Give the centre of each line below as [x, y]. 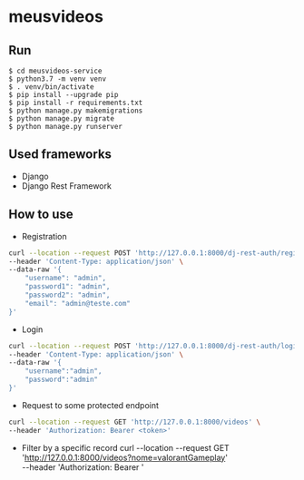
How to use [41, 215]
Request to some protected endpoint [90, 405]
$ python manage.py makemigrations [76, 111]
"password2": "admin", [68, 295]
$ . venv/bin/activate [51, 87]
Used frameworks [60, 155]
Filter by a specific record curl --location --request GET [126, 447]
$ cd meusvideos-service [55, 71]
